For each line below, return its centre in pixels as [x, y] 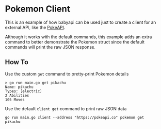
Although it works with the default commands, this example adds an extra [79, 37]
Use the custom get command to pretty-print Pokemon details [67, 74]
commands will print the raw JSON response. [50, 47]
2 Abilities [17, 95]
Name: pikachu [19, 87]
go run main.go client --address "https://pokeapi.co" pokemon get [75, 117]
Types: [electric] [24, 91]
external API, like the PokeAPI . [35, 27]
